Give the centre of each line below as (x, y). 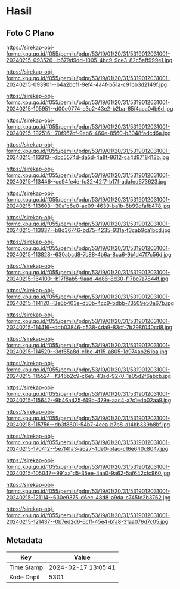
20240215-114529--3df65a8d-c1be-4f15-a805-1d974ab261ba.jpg (87, 352)
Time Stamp (26, 567)
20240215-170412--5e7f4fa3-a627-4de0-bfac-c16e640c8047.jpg (87, 449)
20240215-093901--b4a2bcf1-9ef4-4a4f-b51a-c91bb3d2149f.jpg (87, 84)
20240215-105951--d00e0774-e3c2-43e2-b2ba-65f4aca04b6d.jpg (90, 109)
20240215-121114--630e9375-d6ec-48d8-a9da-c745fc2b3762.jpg (89, 497)
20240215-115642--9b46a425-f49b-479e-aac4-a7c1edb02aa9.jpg (89, 400)
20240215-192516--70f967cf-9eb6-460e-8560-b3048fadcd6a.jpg (89, 133)
